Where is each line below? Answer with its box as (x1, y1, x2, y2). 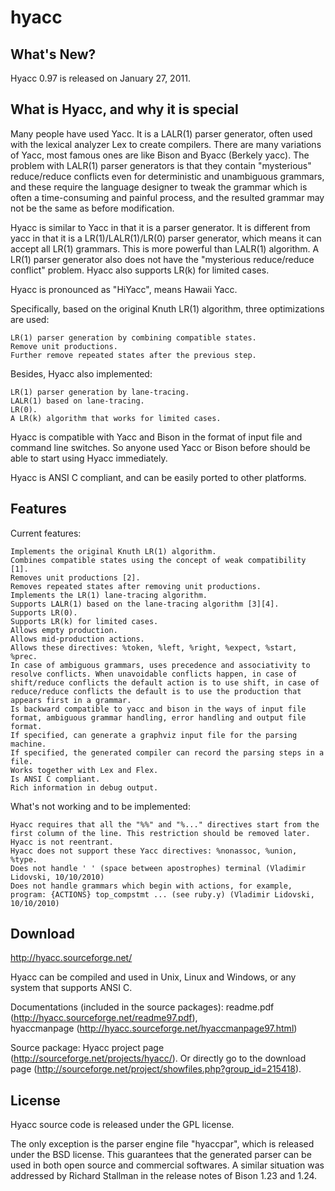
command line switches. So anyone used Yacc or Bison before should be (10, 441, 311, 453)
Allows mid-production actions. (10, 634, 145, 644)
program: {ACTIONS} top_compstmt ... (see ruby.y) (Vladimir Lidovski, (10, 889, 315, 900)
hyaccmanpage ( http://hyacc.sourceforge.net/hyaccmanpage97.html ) (10, 1022, 298, 1035)
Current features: (10, 527, 82, 539)
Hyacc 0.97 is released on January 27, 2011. (10, 72, 191, 84)
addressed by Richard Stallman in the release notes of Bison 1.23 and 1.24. (10, 1170, 318, 1182)
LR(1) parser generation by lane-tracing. (10, 387, 190, 397)
